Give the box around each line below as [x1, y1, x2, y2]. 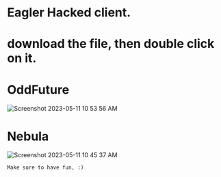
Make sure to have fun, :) [7, 164, 84, 172]
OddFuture [7, 82, 70, 97]
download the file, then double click [7, 36, 215, 52]
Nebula [7, 128, 49, 144]
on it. [7, 51, 37, 66]
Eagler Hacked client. [7, 5, 131, 21]
